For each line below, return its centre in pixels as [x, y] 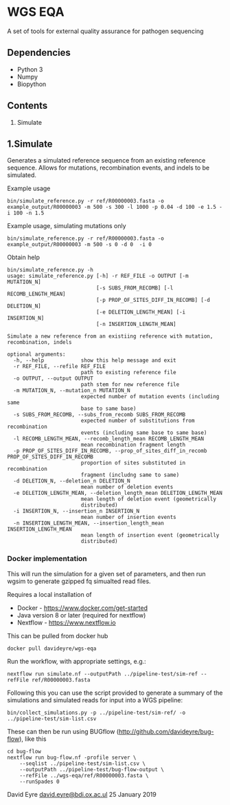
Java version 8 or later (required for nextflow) [81, 615]
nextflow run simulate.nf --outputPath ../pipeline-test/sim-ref [102, 674]
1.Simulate [30, 144]
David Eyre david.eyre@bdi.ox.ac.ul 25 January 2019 [82, 794]
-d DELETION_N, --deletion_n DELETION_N [72, 481]
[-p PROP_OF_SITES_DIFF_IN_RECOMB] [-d [153, 300]
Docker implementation [47, 559]
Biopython [32, 84]
